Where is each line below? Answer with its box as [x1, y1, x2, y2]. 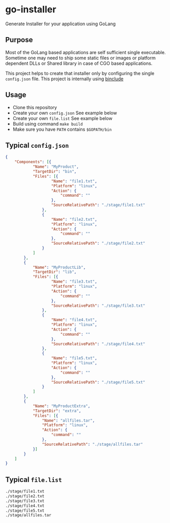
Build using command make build [12, 120, 83, 127]
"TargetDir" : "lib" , [32, 269, 77, 275]
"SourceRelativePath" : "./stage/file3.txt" [51, 303, 145, 308]
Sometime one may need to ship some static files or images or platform [5, 55, 156, 61]
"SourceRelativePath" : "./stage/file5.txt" [51, 379, 145, 385]
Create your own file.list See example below [12, 115, 113, 121]
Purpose [5, 36, 33, 44]
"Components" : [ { [14, 160, 52, 165]
